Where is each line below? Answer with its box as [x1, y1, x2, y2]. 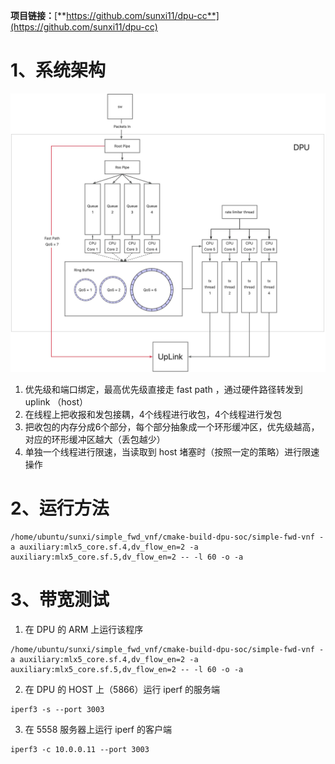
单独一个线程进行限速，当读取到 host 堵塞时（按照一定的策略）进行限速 [24, 445, 320, 458]
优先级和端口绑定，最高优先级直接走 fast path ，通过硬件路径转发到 [24, 383, 303, 395]
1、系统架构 [10, 59, 107, 82]
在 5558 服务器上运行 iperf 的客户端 [24, 723, 172, 735]
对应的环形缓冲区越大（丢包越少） [24, 433, 166, 445]
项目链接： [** [10, 10, 67, 21]
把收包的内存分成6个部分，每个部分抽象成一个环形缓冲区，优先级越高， [24, 420, 320, 433]
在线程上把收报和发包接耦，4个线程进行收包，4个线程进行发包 [24, 408, 282, 420]
